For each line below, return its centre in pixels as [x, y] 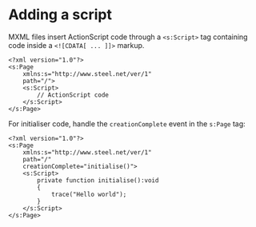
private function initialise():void [98, 180]
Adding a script [60, 15]
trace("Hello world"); [89, 194]
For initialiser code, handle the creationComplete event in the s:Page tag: [127, 123]
